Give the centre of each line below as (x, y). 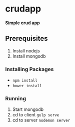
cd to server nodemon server (41, 120)
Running (16, 98)
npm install (25, 81)
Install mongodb (29, 56)
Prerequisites (26, 39)
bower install (27, 86)
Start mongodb (28, 109)
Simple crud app (22, 23)
